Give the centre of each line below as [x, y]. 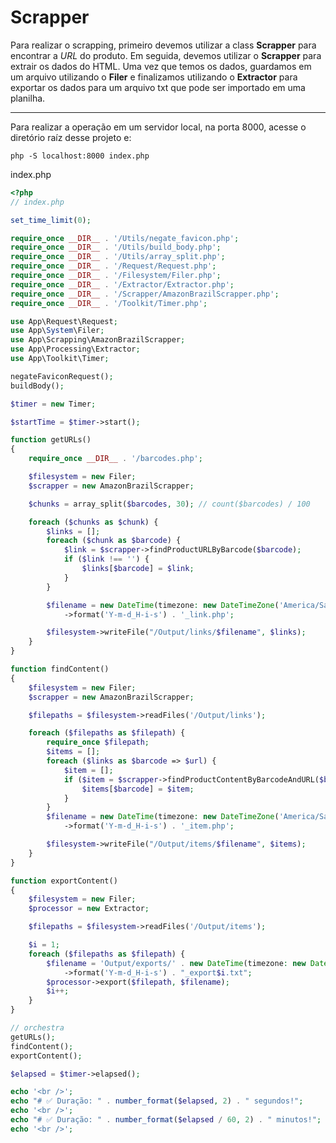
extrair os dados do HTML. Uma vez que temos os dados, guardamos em [161, 66]
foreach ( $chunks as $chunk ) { [93, 522]
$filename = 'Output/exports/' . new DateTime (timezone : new [176, 963]
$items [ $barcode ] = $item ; [138, 789]
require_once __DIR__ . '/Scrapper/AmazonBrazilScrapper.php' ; [145, 294]
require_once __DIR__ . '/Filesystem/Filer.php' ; [116, 276]
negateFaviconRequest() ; [62, 376]
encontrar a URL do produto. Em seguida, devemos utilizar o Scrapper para [166, 55]
